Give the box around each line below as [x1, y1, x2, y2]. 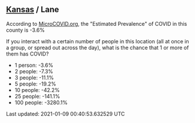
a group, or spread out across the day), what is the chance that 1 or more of [6, 44, 189, 51]
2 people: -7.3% [14, 67, 53, 75]
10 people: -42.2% [14, 86, 60, 93]
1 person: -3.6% [14, 61, 54, 69]
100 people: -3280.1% [14, 99, 68, 106]
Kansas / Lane [6, 5, 59, 15]
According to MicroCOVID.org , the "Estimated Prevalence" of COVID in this [6, 20, 187, 27]
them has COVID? [6, 50, 49, 57]
